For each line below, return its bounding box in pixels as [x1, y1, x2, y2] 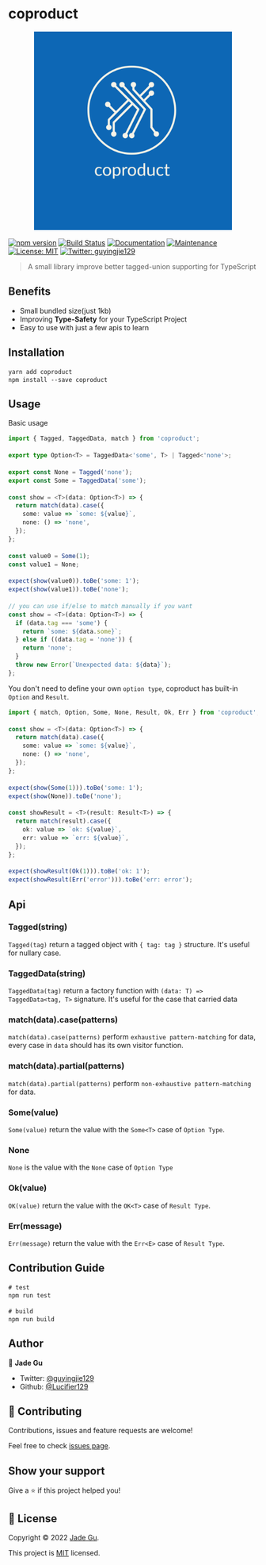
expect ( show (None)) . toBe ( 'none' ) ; [8, 792, 123, 800]
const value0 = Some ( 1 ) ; [8, 552, 90, 560]
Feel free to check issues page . [8, 1441, 111, 1451]
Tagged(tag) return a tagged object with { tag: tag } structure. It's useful [8, 939, 250, 949]
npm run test [8, 1291, 51, 1299]
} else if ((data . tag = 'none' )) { [15, 636, 133, 644]
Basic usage [8, 418, 49, 428]
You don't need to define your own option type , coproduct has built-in [8, 684, 239, 693]
